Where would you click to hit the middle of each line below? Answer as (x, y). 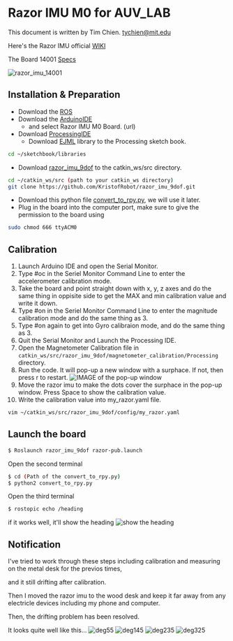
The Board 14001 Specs (42, 59)
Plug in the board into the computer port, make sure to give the (108, 207)
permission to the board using (61, 215)
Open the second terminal (45, 464)
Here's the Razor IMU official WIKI (57, 45)
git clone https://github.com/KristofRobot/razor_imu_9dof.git (102, 186)
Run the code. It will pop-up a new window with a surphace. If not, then (121, 370)
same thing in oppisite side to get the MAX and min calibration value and (122, 296)
